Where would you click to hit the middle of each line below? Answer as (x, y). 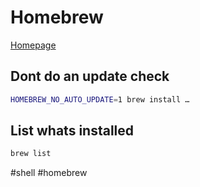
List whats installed (72, 131)
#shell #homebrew (49, 173)
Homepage (33, 45)
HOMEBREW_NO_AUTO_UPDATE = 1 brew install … (100, 99)
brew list (31, 154)
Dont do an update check (90, 76)
